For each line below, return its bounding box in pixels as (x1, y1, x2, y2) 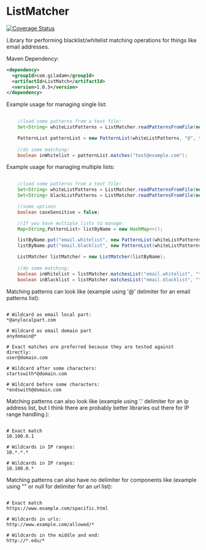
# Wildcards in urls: (6, 516, 62, 522)
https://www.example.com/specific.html (6, 505, 109, 511)
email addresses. (6, 43, 50, 50)
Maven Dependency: (6, 55, 59, 62)
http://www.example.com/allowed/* (6, 521, 95, 527)
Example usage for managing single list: (6, 101, 107, 108)
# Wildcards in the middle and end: (6, 532, 100, 538)
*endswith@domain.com (6, 387, 62, 393)
